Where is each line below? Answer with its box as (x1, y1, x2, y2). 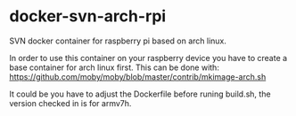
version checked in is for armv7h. (9, 97, 132, 108)
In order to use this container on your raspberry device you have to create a (9, 52, 288, 63)
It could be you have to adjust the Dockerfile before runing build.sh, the (9, 89, 271, 99)
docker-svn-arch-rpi (9, 6, 167, 27)
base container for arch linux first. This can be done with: (9, 62, 220, 73)
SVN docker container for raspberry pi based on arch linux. (9, 35, 227, 46)
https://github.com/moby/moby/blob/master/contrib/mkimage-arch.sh (9, 71, 267, 81)
